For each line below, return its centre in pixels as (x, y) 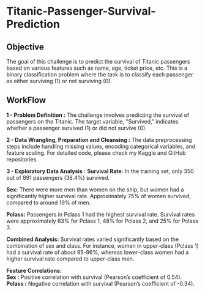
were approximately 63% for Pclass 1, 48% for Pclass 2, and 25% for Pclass (102, 221)
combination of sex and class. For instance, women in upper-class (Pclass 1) (102, 245)
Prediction (33, 24)
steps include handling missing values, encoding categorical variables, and (101, 146)
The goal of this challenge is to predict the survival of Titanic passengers (99, 61)
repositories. (22, 159)
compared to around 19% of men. (49, 202)
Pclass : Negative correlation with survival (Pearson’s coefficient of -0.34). (100, 283)
